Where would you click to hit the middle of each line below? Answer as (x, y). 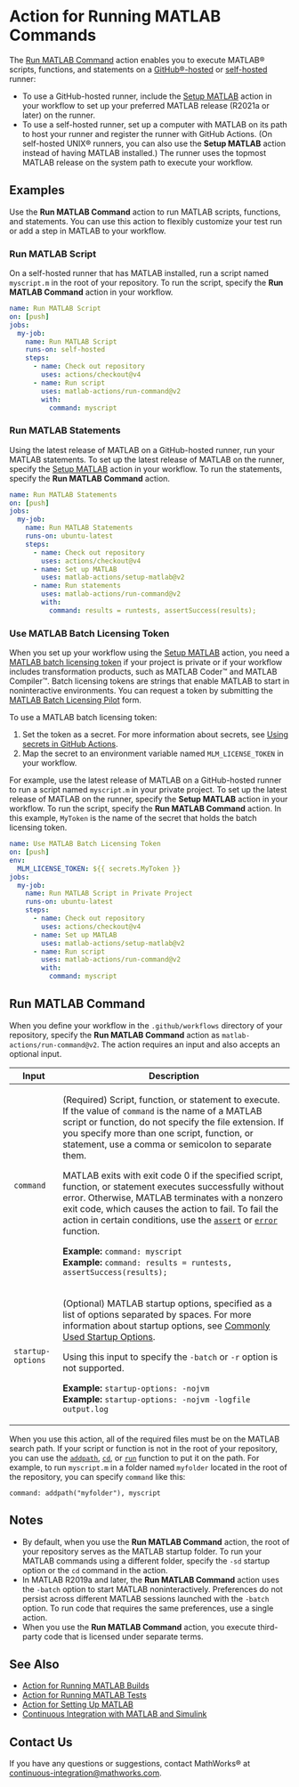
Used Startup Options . (109, 1336)
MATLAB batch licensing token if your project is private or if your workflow (146, 662)
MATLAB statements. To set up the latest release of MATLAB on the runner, (147, 459)
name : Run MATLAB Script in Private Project (109, 893)
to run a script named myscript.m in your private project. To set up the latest (148, 790)
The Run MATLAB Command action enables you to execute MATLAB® (137, 60)
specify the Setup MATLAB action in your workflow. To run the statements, (146, 468)
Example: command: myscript (122, 1251)
